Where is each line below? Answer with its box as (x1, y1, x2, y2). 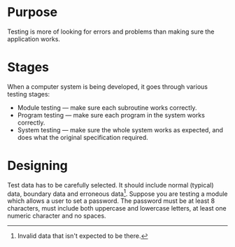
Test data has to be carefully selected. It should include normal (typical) (7, 181, 214, 189)
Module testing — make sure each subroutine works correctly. (17, 103, 197, 112)
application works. (7, 34, 61, 43)
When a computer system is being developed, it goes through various (7, 82, 208, 91)
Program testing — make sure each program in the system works (17, 111, 205, 119)
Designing (7, 158, 69, 174)
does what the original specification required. (17, 133, 148, 141)
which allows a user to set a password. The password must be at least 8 (7, 197, 215, 205)
